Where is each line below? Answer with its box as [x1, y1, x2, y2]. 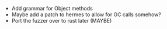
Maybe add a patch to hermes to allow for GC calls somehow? [11, 11, 162, 18]
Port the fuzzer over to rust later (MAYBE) [11, 17, 112, 24]
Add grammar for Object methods [11, 5, 93, 12]
